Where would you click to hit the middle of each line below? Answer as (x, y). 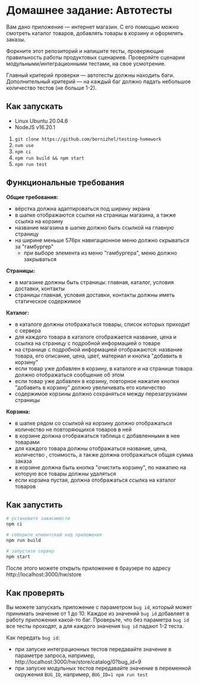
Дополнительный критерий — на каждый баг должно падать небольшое (99, 81)
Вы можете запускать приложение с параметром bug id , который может (99, 607)
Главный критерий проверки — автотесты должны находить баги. (90, 75)
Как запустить (34, 505)
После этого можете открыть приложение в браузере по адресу (89, 568)
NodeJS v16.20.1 (35, 127)
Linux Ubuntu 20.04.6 (41, 121)
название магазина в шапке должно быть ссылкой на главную (94, 227)
